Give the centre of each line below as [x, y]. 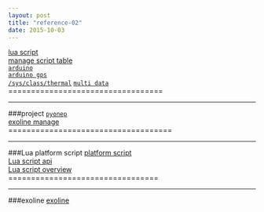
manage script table [40, 60]
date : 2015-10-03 [37, 30]
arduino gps [27, 75]
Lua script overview [40, 170]
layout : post [29, 15]
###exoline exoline [39, 200]
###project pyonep [38, 114]
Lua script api [30, 161]
